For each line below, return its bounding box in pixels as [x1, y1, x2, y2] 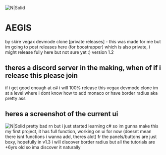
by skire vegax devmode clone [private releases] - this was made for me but [5, 38, 161, 44]
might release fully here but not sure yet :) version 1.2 [5, 49, 114, 55]
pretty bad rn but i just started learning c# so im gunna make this [26, 123, 159, 129]
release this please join [5, 71, 78, 80]
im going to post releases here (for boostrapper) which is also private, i [5, 44, 150, 50]
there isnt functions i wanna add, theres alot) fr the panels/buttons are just [5, 134, 157, 140]
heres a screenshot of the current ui [5, 110, 118, 118]
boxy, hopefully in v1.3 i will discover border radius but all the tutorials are [5, 139, 155, 145]
